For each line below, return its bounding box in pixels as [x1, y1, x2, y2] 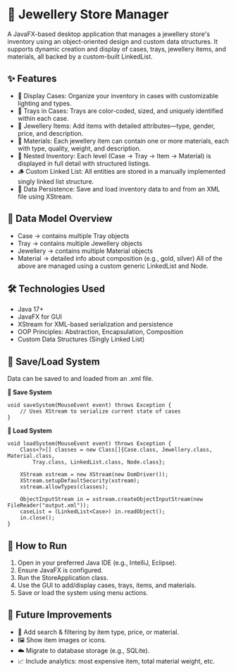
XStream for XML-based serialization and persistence [17, 320, 174, 329]
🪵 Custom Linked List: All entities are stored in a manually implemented [17, 167, 225, 175]
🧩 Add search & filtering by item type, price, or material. [17, 627, 180, 636]
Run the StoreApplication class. [17, 574, 109, 582]
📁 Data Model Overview [7, 213, 113, 225]
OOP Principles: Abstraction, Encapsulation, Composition [17, 328, 183, 336]
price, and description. [17, 129, 84, 137]
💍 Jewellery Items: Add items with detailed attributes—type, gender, [17, 122, 216, 130]
